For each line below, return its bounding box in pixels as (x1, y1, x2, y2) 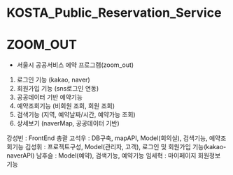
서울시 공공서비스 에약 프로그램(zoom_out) (16, 61, 134, 69)
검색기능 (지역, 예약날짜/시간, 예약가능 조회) (16, 110, 136, 119)
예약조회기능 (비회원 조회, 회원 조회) (16, 102, 115, 110)
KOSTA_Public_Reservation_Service (6, 5, 222, 21)
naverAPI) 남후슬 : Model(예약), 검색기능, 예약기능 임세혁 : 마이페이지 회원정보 (6, 151, 221, 160)
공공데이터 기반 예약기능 (16, 93, 83, 102)
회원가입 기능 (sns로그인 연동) (16, 84, 99, 93)
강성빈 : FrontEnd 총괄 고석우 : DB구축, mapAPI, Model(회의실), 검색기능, (6, 134, 208, 142)
